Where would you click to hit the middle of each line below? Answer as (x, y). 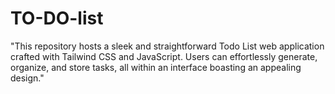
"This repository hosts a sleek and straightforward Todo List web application (167, 46)
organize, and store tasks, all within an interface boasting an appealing (156, 67)
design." (27, 78)
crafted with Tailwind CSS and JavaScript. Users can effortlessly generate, (164, 56)
